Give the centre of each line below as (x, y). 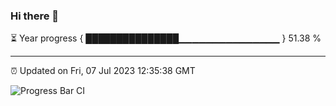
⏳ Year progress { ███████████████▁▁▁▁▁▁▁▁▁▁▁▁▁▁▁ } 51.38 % (166, 38)
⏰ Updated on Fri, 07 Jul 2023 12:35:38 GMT (103, 71)
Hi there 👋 (35, 16)
